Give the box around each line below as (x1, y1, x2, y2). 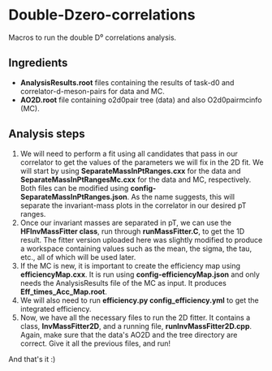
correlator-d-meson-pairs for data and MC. (19, 86, 165, 96)
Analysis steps (8, 127, 85, 141)
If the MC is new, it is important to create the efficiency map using (19, 261, 241, 270)
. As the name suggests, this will (127, 192, 235, 201)
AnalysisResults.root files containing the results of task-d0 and (19, 77, 235, 87)
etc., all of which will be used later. (19, 252, 136, 261)
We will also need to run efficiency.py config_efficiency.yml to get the (19, 295, 259, 305)
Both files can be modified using (19, 183, 129, 192)
